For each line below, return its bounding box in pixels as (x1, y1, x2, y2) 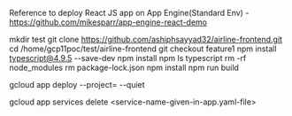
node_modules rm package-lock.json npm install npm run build (9, 62, 239, 73)
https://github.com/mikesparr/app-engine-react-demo (9, 17, 208, 27)
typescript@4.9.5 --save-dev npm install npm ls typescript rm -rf (9, 53, 247, 63)
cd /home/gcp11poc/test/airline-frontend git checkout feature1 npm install (9, 43, 277, 54)
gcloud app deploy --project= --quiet (9, 80, 145, 89)
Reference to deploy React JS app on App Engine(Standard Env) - (9, 8, 250, 18)
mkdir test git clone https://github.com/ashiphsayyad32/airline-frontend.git (9, 35, 283, 44)
